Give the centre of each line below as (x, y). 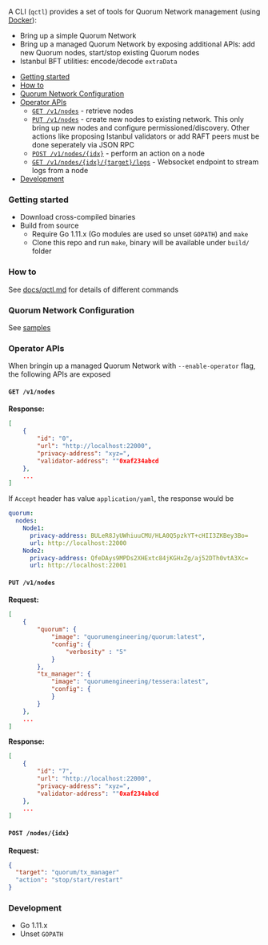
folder (42, 251)
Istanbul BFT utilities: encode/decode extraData (98, 61)
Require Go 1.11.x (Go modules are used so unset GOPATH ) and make (140, 234)
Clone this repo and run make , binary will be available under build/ (140, 243)
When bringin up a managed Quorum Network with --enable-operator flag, (132, 366)
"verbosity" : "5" (96, 652)
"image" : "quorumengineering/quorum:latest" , (128, 637)
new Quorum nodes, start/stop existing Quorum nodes (110, 52)
